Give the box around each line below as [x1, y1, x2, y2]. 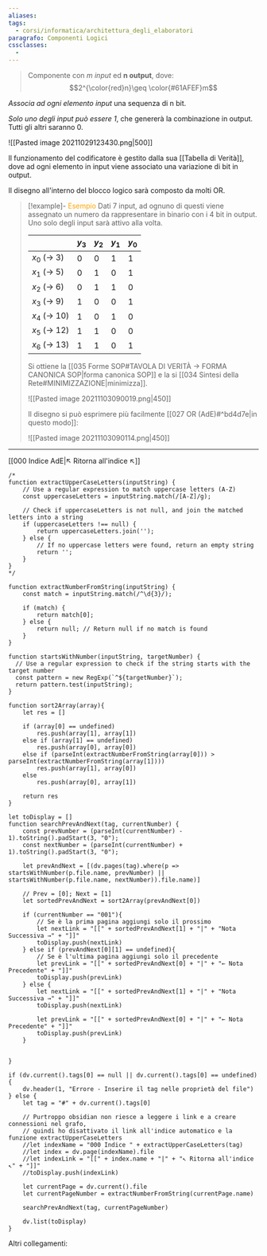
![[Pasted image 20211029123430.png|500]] [8, 138, 153, 147]
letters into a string [8, 513, 83, 521]
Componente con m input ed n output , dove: [27, 71, 175, 80]
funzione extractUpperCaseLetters [8, 1133, 123, 1142]
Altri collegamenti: [8, 1238, 68, 1248]
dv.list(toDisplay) [22, 1217, 87, 1226]
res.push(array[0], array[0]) [37, 743, 137, 752]
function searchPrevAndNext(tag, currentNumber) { [8, 820, 180, 828]
